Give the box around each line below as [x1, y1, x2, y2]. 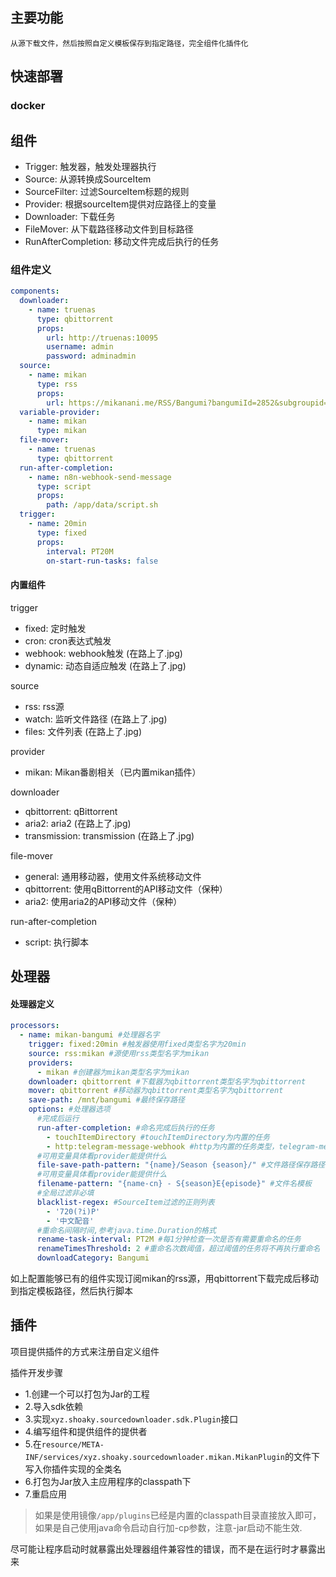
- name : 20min [28, 519, 87, 529]
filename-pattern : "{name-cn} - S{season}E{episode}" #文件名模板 [36, 1179, 312, 1189]
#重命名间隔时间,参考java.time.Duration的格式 [36, 1225, 217, 1235]
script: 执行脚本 [24, 936, 90, 948]
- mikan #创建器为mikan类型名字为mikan [36, 1067, 190, 1077]
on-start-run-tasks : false [46, 556, 159, 566]
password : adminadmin [46, 351, 137, 362]
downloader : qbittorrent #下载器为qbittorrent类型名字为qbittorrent [28, 1076, 307, 1087]
